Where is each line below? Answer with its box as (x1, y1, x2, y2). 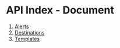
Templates (14, 35, 40, 42)
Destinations (14, 29, 45, 36)
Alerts (14, 23, 29, 30)
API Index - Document (6, 4, 115, 17)
